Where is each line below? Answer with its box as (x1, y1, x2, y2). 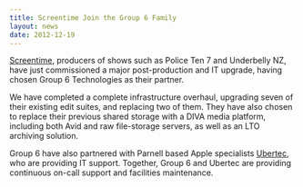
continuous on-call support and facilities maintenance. (9, 167, 214, 178)
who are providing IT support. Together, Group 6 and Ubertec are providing (9, 158, 292, 169)
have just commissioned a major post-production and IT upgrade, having (9, 64, 283, 75)
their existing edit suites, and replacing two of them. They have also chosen (9, 102, 293, 113)
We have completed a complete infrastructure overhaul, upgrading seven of (9, 92, 294, 103)
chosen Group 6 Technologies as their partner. (9, 74, 185, 85)
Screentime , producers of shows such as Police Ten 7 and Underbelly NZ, (9, 55, 287, 66)
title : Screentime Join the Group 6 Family (9, 13, 177, 23)
